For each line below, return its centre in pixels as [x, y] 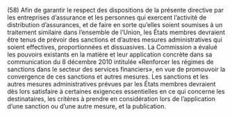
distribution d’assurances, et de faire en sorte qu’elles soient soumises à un [115, 25]
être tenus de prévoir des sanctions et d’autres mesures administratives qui [115, 40]
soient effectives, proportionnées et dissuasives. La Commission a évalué [112, 47]
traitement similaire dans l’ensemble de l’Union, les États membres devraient [116, 32]
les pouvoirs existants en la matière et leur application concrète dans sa [110, 54]
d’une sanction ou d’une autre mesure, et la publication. [87, 106]
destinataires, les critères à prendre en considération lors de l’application [111, 99]
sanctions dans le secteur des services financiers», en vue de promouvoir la [116, 69]
